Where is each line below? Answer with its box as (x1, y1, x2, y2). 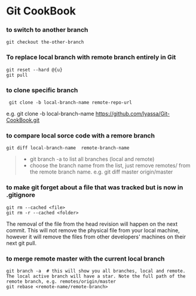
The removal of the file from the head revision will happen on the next (6, 220, 178, 228)
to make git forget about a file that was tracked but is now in (6, 183, 183, 192)
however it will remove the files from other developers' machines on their (6, 233, 186, 240)
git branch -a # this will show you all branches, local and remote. (6, 268, 186, 274)
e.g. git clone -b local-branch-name (6, 110, 94, 118)
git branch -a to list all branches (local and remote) (29, 156, 155, 163)
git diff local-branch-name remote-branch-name (6, 145, 130, 151)
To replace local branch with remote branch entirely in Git (6, 53, 176, 61)
